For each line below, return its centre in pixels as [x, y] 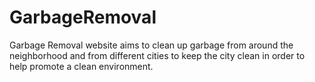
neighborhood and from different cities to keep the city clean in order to [157, 55]
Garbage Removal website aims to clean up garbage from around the [151, 45]
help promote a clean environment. [81, 66]
